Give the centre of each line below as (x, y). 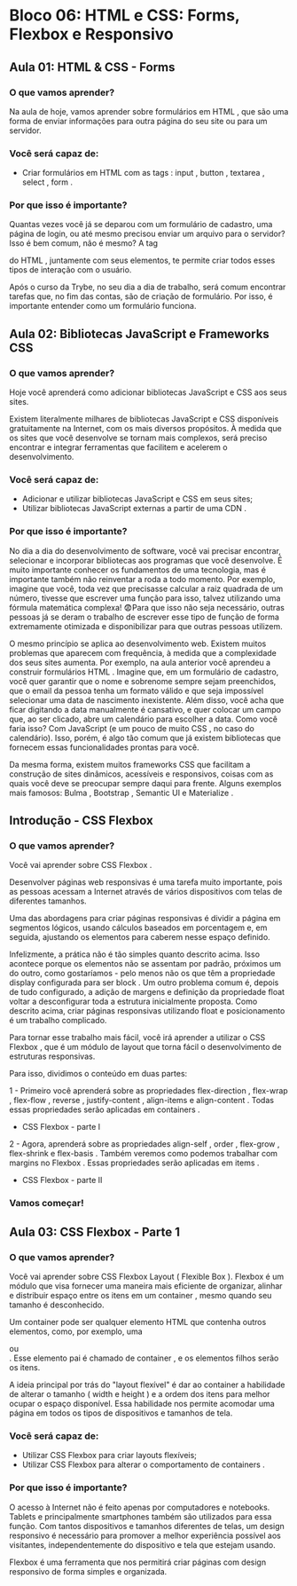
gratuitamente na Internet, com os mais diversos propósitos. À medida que (145, 429)
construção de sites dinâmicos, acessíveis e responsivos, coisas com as (141, 774)
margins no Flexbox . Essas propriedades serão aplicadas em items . (134, 1163)
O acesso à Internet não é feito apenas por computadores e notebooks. (140, 1507)
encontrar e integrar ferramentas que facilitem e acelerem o (118, 447)
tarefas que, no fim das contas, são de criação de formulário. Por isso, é (141, 296)
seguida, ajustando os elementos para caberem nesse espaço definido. (140, 937)
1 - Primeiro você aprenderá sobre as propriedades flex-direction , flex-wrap (148, 1091)
